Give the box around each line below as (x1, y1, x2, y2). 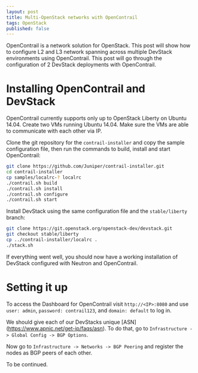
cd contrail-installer (6, 169, 63, 175)
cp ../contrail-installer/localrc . (6, 237, 98, 243)
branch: (6, 214, 26, 221)
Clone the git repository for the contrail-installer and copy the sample (6, 139, 185, 146)
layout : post (6, 8, 39, 15)
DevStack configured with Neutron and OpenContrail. (6, 259, 138, 267)
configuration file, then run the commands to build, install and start (6, 145, 170, 153)
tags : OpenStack (6, 20, 47, 26)
